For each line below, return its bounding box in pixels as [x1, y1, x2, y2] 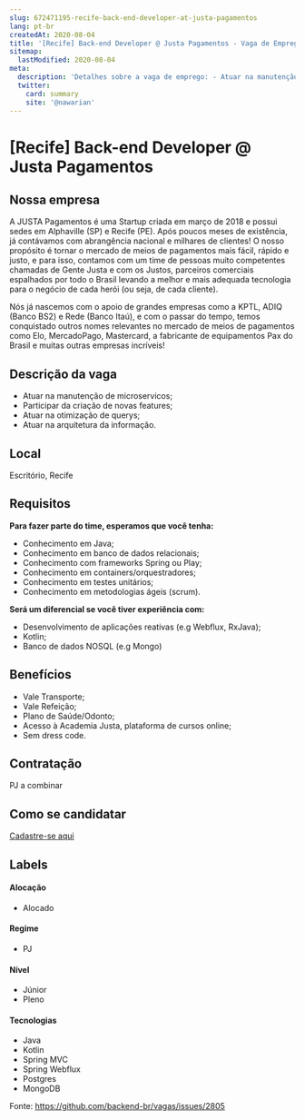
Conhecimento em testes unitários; [22, 576, 154, 587]
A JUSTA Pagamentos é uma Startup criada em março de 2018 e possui [9, 216, 279, 227]
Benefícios [9, 667, 72, 682]
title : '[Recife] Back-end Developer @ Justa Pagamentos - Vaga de [9, 38, 271, 48]
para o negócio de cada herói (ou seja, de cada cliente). [9, 283, 219, 295]
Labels [9, 857, 48, 872]
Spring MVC [22, 1055, 69, 1065]
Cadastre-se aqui [9, 830, 74, 841]
